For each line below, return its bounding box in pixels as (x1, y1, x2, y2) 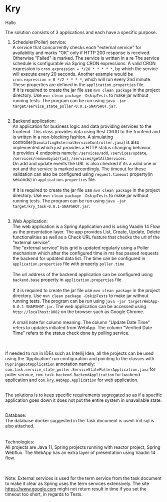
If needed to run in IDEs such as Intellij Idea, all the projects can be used (5, 350, 154, 356)
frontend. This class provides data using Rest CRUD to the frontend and (12, 128, 160, 134)
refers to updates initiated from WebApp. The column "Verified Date (12, 324, 152, 331)
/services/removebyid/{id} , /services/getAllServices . (12, 155, 126, 161)
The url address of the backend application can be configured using (12, 271, 153, 277)
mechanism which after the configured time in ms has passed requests (12, 250, 159, 256)
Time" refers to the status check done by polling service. (12, 330, 130, 336)
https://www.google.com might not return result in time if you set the (5, 485, 146, 491)
